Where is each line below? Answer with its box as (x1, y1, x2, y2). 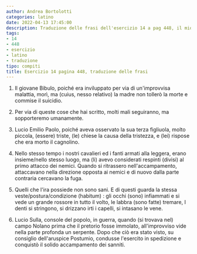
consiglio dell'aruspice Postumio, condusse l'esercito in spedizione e (14, 235, 182, 242)
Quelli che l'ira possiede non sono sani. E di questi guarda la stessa (14, 186, 178, 194)
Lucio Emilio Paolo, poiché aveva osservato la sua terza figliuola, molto (14, 126, 186, 133)
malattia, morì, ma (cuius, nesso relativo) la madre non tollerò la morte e (14, 91, 188, 98)
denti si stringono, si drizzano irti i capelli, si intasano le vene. (14, 205, 163, 212)
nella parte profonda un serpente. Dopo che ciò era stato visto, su (14, 229, 174, 236)
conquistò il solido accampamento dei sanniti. (14, 241, 125, 248)
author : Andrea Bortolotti (6, 8, 72, 15)
